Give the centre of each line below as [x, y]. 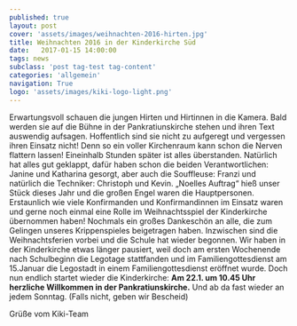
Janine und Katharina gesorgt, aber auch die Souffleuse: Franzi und [133, 173]
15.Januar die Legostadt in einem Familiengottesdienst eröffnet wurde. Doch [148, 268]
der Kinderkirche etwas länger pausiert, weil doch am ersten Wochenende [145, 249]
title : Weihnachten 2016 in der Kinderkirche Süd [103, 42]
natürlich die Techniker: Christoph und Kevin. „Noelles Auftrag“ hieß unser [145, 183]
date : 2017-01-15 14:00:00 [63, 51]
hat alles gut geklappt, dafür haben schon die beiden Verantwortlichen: [139, 164]
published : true [39, 17]
